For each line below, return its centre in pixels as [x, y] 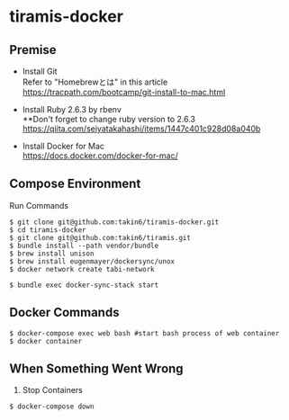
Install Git [40, 71]
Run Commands [39, 205]
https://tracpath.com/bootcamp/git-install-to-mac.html [124, 92]
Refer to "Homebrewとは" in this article [95, 82]
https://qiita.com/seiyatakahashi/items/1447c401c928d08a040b [141, 129]
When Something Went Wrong [96, 369]
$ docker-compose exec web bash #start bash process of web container [144, 333]
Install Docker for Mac [63, 146]
